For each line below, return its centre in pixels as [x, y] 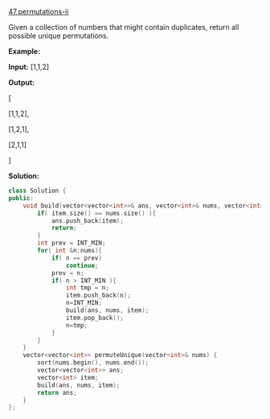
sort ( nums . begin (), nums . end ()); [93, 363]
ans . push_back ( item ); [88, 220]
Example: [25, 51]
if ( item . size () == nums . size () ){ [97, 213]
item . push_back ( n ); [98, 296]
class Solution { [37, 191]
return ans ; [57, 392]
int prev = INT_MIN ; [72, 243]
